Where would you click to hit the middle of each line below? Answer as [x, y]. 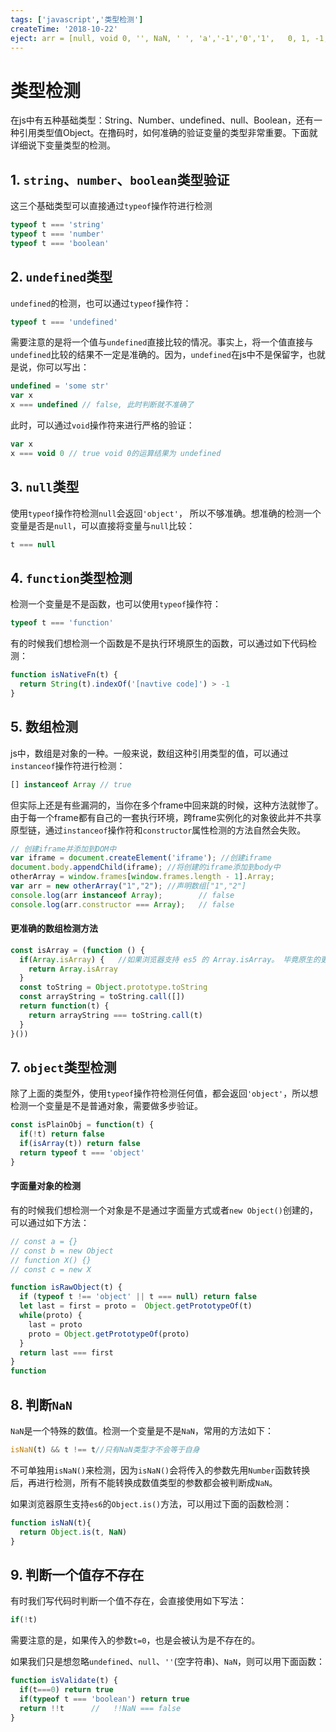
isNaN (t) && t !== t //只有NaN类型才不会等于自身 [105, 1450]
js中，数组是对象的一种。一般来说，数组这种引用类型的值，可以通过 [149, 753]
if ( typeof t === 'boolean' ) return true [104, 1699]
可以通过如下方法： [50, 1222]
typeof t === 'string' [57, 225]
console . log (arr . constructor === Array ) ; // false [122, 904]
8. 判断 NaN [41, 1404]
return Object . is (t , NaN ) [73, 1532]
